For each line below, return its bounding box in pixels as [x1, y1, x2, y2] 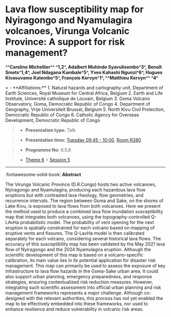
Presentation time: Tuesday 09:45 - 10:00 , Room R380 [25, 137, 141, 143]
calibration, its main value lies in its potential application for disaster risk [5, 257, 156, 263]
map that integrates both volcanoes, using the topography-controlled [5, 213, 150, 220]
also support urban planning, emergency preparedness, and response [5, 273, 152, 279]
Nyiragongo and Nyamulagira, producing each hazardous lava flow [5, 186, 146, 192]
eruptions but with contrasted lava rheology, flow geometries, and [5, 192, 144, 198]
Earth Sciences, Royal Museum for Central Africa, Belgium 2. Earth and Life [5, 90, 163, 96]
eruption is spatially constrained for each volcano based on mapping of [5, 225, 155, 231]
